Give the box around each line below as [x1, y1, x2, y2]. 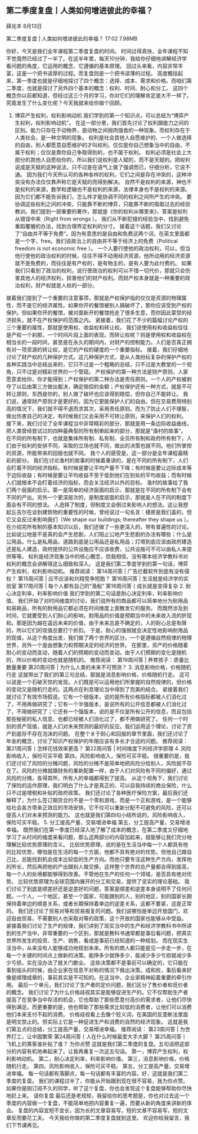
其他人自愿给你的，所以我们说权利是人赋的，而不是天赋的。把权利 [30, 156, 190, 163]
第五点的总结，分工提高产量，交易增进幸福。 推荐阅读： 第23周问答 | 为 [11, 1025, 186, 1032]
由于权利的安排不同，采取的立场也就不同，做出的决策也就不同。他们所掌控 [11, 442, 192, 449]
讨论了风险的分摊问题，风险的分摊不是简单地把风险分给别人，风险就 [16, 759, 181, 766]
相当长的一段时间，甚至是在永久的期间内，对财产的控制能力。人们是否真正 [6, 339, 187, 346]
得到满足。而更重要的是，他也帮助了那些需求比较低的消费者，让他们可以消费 [6, 1003, 192, 1010]
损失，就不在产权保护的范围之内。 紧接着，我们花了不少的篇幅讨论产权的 [11, 316, 189, 323]
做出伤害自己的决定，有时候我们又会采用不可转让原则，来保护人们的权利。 [6, 412, 187, 420]
